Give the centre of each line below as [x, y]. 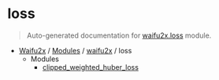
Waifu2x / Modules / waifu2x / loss [75, 50]
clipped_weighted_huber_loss [91, 67]
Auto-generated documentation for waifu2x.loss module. [119, 35]
